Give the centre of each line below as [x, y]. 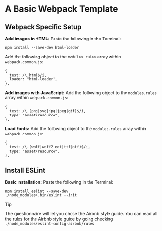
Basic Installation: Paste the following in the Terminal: [59, 182]
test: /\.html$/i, [28, 75]
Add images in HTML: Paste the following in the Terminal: [63, 38]
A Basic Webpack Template [62, 9]
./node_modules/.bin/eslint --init [41, 195]
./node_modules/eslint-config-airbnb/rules [50, 223]
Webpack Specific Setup [43, 27]
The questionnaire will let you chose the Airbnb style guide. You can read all [81, 213]
